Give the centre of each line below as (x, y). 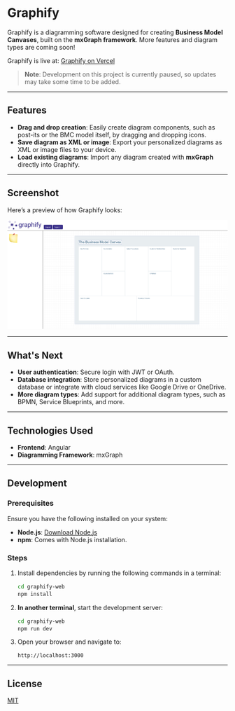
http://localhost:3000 (50, 656)
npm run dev (35, 628)
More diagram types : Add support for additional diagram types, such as (121, 394)
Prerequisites (30, 504)
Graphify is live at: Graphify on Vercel (61, 60)
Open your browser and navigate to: (69, 642)
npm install (35, 594)
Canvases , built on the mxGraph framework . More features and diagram (113, 39)
